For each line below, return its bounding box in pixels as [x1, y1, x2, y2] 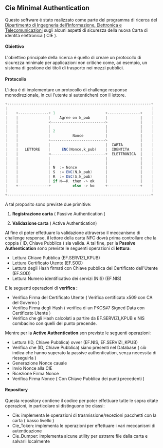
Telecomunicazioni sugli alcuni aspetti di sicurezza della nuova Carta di [5, 27, 148, 33]
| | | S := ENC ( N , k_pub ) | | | [5, 170, 153, 175]
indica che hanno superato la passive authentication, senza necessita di [12, 349, 157, 356]
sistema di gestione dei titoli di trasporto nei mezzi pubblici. [5, 65, 124, 71]
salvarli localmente [12, 438, 50, 444]
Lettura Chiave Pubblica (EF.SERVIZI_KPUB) [12, 255, 101, 260]
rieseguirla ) [12, 355, 36, 361]
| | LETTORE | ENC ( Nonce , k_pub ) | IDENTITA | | [5, 147, 153, 152]
